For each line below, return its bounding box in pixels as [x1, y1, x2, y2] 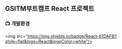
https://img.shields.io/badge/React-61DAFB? [27, 33, 117, 39]
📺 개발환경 [5, 20, 30, 27]
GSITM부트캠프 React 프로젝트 [5, 4, 94, 13]
